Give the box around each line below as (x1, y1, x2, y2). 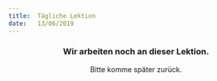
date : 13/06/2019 (8, 19, 74, 28)
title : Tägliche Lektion (8, 11, 96, 20)
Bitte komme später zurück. (90, 64, 182, 74)
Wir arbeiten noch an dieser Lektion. (62, 46, 210, 58)
